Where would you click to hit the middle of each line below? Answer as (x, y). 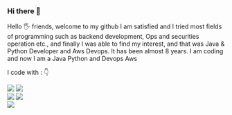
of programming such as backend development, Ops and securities (103, 37)
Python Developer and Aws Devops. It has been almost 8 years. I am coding (115, 51)
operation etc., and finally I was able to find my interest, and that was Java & (116, 44)
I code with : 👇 (28, 73)
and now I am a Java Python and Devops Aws (72, 59)
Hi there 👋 (24, 11)
